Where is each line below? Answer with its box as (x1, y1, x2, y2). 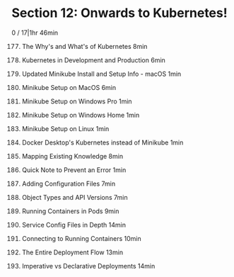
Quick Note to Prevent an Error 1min (21, 165, 127, 174)
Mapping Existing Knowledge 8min (21, 152, 123, 160)
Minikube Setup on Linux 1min (21, 124, 110, 132)
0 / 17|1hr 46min (11, 28, 59, 37)
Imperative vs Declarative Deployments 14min (21, 261, 156, 270)
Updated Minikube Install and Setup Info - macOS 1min (21, 69, 182, 78)
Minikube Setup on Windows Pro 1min (21, 97, 133, 106)
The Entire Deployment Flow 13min (21, 248, 123, 256)
